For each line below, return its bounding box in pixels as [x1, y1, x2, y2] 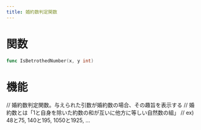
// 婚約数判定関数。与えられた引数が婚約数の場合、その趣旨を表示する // [6, 101, 188, 109]
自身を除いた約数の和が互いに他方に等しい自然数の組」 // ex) [40, 109, 194, 117]
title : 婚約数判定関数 [6, 9, 58, 15]
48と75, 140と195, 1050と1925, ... [6, 117, 90, 124]
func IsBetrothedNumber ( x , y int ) [6, 57, 94, 64]
